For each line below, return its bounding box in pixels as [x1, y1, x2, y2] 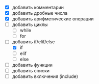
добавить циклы [12, 21, 48, 27]
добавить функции [12, 62, 53, 68]
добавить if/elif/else [12, 39, 55, 45]
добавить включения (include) [12, 73, 79, 79]
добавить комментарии [12, 5, 64, 10]
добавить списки [12, 67, 49, 73]
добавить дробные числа [12, 10, 68, 16]
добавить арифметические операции [12, 16, 94, 22]
